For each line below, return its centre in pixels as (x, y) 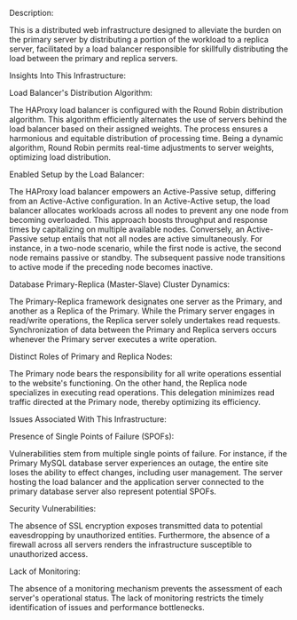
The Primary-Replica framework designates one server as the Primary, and (146, 302)
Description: (31, 13)
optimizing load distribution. (60, 157)
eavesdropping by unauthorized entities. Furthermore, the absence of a (140, 535)
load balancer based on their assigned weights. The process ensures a (139, 129)
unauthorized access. (49, 554)
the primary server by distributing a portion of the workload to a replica (139, 40)
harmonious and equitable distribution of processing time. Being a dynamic (146, 138)
